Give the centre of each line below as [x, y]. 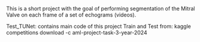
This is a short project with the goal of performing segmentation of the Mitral [101, 9]
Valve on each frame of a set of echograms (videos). [71, 15]
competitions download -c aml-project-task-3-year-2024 [77, 33]
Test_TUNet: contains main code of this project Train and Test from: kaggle [99, 26]
